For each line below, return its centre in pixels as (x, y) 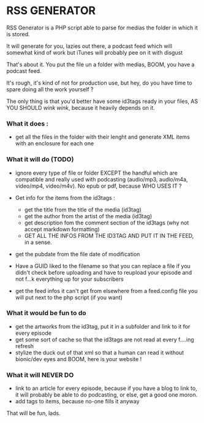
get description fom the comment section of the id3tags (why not (107, 223)
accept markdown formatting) (62, 229)
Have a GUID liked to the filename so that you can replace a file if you (103, 266)
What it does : (28, 123)
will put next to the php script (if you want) (69, 297)
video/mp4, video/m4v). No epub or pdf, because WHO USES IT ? (98, 186)
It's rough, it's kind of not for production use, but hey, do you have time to (99, 83)
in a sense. (38, 242)
